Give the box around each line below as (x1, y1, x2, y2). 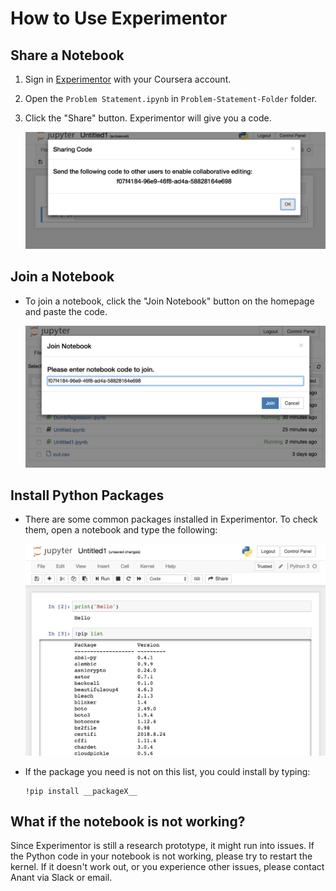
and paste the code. (24, 305, 108, 317)
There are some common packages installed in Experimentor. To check (24, 513, 318, 526)
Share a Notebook (10, 47, 125, 64)
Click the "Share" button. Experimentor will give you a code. (24, 112, 272, 124)
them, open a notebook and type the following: (24, 524, 218, 536)
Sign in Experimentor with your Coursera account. (24, 73, 232, 85)
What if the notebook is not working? (10, 813, 246, 830)
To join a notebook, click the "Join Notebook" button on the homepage (24, 295, 315, 307)
